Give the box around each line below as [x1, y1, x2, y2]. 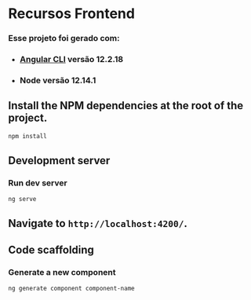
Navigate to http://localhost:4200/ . [8, 217, 188, 230]
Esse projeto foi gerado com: [8, 33, 120, 44]
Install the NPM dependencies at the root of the [8, 99, 244, 112]
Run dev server [8, 177, 68, 188]
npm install [8, 132, 47, 140]
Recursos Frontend [8, 5, 136, 23]
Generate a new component [8, 267, 116, 278]
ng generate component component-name [8, 284, 135, 293]
